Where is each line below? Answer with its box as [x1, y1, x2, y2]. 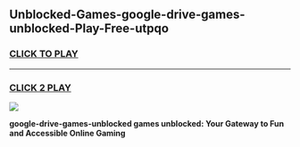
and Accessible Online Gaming [9, 127, 126, 138]
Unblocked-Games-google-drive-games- [9, 7, 246, 22]
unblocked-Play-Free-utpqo [9, 21, 170, 37]
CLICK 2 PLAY [9, 81, 71, 94]
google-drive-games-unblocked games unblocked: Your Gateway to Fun [9, 118, 285, 128]
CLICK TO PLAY [9, 48, 79, 61]
